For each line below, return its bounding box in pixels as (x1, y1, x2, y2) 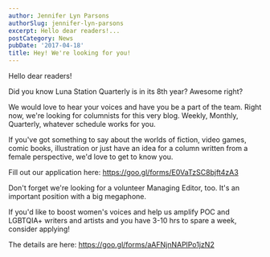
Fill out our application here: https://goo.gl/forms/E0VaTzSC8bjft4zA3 (8, 168, 239, 177)
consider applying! (8, 224, 70, 234)
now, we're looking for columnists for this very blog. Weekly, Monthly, (8, 111, 239, 120)
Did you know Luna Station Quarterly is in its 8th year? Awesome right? (8, 87, 243, 96)
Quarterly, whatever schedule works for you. (8, 120, 156, 128)
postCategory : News (8, 34, 74, 43)
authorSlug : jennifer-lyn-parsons (8, 19, 125, 27)
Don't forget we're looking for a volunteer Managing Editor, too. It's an (8, 183, 239, 193)
